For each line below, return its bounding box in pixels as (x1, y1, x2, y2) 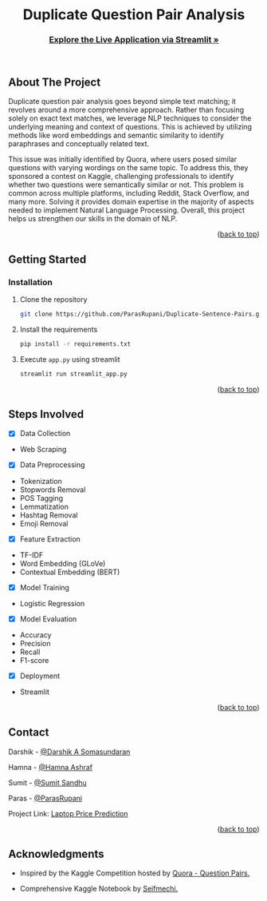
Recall (19, 647, 41, 657)
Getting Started (8, 252, 87, 266)
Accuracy (19, 629, 52, 640)
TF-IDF (19, 550, 44, 560)
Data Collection (19, 429, 71, 439)
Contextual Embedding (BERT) (19, 567, 120, 577)
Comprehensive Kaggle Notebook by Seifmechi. (19, 884, 179, 894)
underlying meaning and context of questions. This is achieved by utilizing (8, 122, 253, 132)
